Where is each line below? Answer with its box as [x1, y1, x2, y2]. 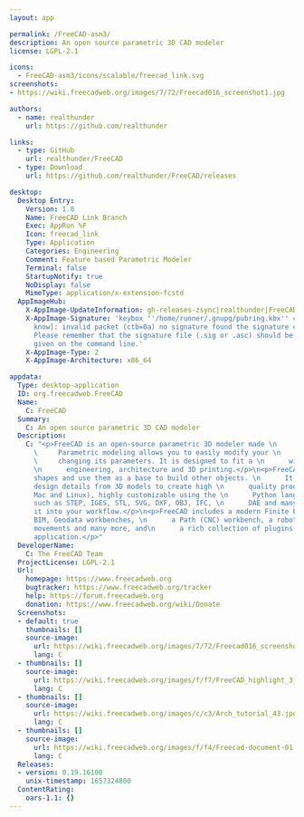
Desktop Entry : [17, 196, 75, 205]
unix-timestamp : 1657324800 [25, 776, 131, 786]
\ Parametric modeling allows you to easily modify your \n [33, 448, 281, 457]
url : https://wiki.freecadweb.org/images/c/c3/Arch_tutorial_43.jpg [33, 709, 298, 718]
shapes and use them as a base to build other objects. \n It [33, 473, 294, 483]
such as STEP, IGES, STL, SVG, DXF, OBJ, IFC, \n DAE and [33, 499, 278, 508]
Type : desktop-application [17, 381, 119, 390]
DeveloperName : [17, 541, 75, 550]
